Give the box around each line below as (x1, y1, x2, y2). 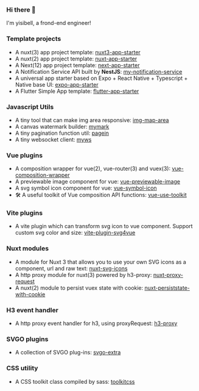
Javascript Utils (6, 102, 54, 111)
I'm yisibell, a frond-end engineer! (6, 20, 91, 27)
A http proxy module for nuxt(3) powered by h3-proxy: (15, 271, 152, 278)
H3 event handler (6, 306, 59, 314)
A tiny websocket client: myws (15, 135, 92, 143)
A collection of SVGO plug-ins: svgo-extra (15, 349, 121, 356)
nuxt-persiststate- (144, 284, 190, 292)
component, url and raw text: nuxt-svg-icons (15, 265, 128, 272)
